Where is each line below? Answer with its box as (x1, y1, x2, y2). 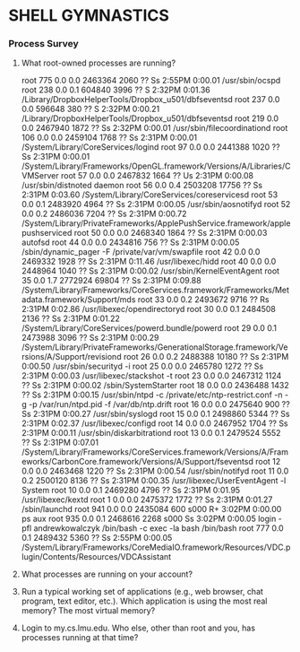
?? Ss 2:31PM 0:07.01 (21, 437, 99, 448)
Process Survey (8, 38, 80, 50)
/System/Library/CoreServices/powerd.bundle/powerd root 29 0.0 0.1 (21, 323, 277, 334)
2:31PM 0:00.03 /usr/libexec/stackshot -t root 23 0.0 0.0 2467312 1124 (21, 370, 282, 381)
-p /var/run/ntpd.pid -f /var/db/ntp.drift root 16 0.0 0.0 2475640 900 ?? (29, 399, 290, 410)
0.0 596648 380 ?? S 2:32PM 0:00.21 (21, 104, 160, 115)
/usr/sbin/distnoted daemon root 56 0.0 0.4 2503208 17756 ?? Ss (21, 180, 263, 191)
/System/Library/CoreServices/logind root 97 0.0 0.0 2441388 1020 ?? (21, 142, 280, 152)
